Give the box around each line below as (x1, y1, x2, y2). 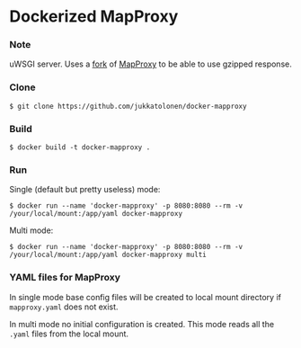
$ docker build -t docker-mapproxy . (9, 143, 151, 152)
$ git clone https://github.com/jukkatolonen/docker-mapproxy (9, 102, 247, 111)
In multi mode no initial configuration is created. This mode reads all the (9, 318, 275, 329)
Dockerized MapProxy (9, 6, 179, 27)
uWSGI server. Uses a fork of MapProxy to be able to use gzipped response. (9, 58, 292, 69)
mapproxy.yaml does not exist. (9, 301, 119, 312)
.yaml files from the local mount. (9, 328, 128, 339)
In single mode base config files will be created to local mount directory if (9, 291, 281, 302)
